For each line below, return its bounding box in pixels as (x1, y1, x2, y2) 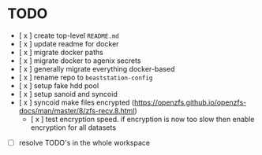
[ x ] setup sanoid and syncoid (18, 89, 118, 98)
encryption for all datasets (30, 123, 116, 132)
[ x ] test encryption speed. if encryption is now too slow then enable (30, 114, 255, 124)
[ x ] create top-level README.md (18, 31, 119, 40)
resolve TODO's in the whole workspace (18, 138, 151, 147)
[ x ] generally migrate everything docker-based (18, 64, 175, 73)
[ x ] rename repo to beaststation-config (18, 72, 153, 82)
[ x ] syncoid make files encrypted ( (18, 98, 135, 107)
